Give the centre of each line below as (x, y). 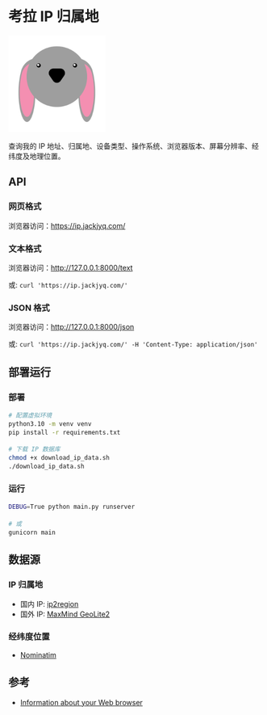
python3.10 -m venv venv (50, 424)
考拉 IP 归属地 (54, 17)
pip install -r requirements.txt (65, 432)
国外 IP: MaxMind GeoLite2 (65, 614)
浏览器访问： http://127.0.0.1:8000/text (71, 267)
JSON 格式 (29, 308)
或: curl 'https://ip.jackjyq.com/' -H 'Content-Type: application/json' (133, 344)
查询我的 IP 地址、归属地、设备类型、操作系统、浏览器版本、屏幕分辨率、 (130, 145)
